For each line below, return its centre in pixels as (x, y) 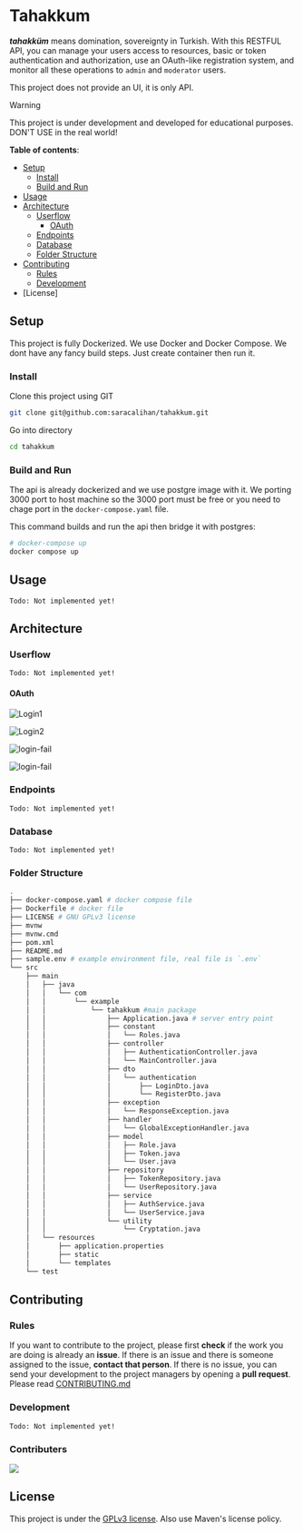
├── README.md (36, 951)
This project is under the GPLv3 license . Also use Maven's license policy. (146, 1518)
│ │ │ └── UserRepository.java (122, 1187)
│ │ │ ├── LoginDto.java (117, 1086)
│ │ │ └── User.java (101, 1162)
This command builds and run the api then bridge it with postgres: (132, 526)
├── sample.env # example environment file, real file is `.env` (135, 959)
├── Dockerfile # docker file (67, 909)
